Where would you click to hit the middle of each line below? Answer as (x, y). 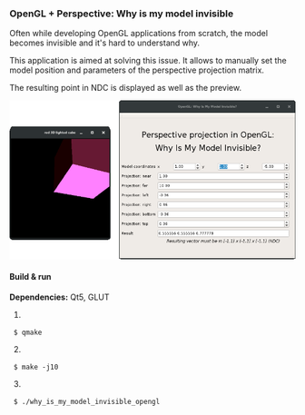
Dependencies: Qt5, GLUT (60, 297)
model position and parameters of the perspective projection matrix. (137, 70)
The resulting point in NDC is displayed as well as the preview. (126, 88)
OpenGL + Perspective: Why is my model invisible (122, 14)
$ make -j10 (36, 367)
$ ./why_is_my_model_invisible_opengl (87, 401)
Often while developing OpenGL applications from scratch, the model (139, 34)
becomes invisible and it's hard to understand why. (105, 43)
